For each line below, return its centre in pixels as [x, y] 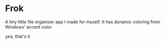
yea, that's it [18, 36]
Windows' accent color [29, 27]
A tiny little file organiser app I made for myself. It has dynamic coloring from [83, 22]
